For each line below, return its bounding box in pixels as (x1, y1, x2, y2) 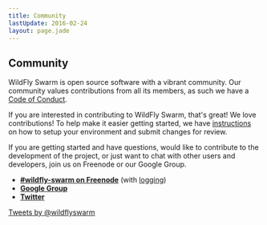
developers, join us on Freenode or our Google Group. (8, 159, 187, 169)
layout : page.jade (8, 26, 70, 34)
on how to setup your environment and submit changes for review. (8, 127, 228, 137)
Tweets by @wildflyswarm (8, 207, 95, 217)
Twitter (19, 192, 45, 202)
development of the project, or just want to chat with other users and (8, 151, 236, 161)
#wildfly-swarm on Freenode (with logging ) (19, 175, 167, 185)
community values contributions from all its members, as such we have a (8, 86, 249, 96)
